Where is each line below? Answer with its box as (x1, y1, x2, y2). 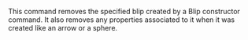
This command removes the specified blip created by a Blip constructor (8, 7, 240, 16)
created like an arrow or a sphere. (8, 24, 118, 32)
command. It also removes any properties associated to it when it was (8, 15, 235, 24)
